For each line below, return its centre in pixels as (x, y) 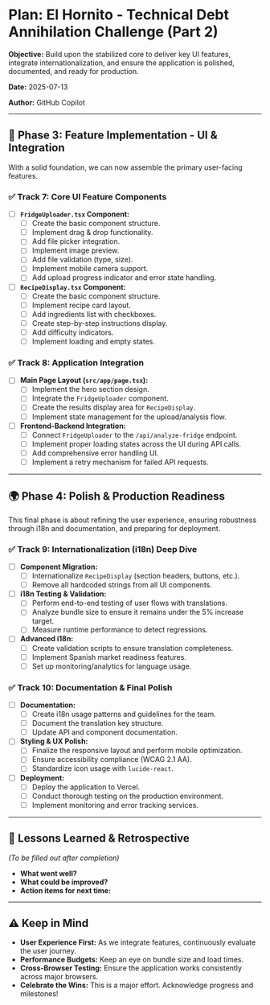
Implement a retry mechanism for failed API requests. (120, 462)
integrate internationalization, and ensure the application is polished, (121, 63)
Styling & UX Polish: (54, 741)
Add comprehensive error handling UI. (95, 453)
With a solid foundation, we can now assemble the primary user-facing (125, 167)
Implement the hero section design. (91, 389)
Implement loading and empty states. (93, 341)
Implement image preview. (76, 250)
